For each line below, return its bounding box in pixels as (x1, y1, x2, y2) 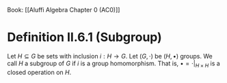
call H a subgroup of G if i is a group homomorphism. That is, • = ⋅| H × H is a (7, 59, 220, 69)
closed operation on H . (7, 68, 72, 76)
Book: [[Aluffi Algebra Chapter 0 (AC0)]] (7, 6, 120, 14)
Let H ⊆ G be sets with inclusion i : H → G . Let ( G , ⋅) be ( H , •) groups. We (7, 52, 213, 60)
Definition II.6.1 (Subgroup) (7, 30, 162, 45)
